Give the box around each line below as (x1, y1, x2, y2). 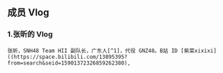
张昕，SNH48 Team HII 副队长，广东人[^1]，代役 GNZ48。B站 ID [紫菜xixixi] (7, 47, 217, 54)
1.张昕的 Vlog (7, 29, 53, 39)
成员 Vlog (7, 6, 49, 19)
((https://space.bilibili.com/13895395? (7, 53, 128, 60)
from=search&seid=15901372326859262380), (7, 59, 131, 67)
